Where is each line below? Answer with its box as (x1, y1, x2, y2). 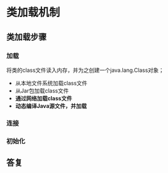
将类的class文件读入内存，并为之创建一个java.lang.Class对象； (6, 66, 164, 74)
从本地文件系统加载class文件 (15, 79, 87, 86)
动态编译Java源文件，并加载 (15, 102, 87, 110)
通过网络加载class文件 (15, 94, 72, 102)
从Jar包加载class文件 (15, 86, 69, 94)
